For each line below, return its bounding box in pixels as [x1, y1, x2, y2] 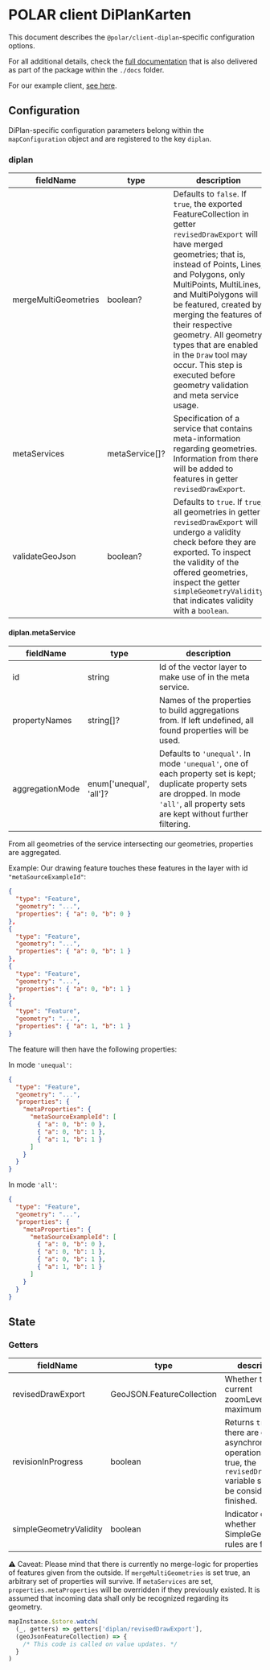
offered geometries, [173, 567, 248, 578]
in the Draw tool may [173, 349, 247, 361]
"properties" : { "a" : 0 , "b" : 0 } [15, 910, 131, 918]
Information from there [173, 453, 259, 465]
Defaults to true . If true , [173, 497, 264, 508]
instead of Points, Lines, [173, 259, 264, 271]
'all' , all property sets [159, 799, 246, 810]
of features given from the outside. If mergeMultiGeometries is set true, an [8, 1568, 251, 1577]
